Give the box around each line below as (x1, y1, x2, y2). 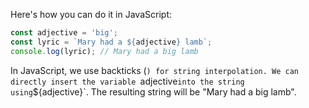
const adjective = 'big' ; (10, 28, 118, 38)
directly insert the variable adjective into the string (10, 75, 245, 87)
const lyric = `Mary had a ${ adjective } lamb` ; (10, 37, 213, 47)
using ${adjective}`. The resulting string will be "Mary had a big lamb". (10, 85, 297, 98)
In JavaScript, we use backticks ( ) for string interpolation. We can (10, 64, 299, 76)
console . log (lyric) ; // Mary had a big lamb (10, 46, 199, 56)
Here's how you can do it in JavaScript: (10, 9, 172, 20)
